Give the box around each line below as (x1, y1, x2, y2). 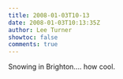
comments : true (8, 41, 58, 48)
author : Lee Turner (8, 26, 73, 34)
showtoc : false (8, 33, 58, 41)
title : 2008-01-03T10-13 (8, 11, 90, 20)
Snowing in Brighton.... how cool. (8, 62, 116, 71)
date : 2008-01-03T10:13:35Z (8, 19, 101, 27)
